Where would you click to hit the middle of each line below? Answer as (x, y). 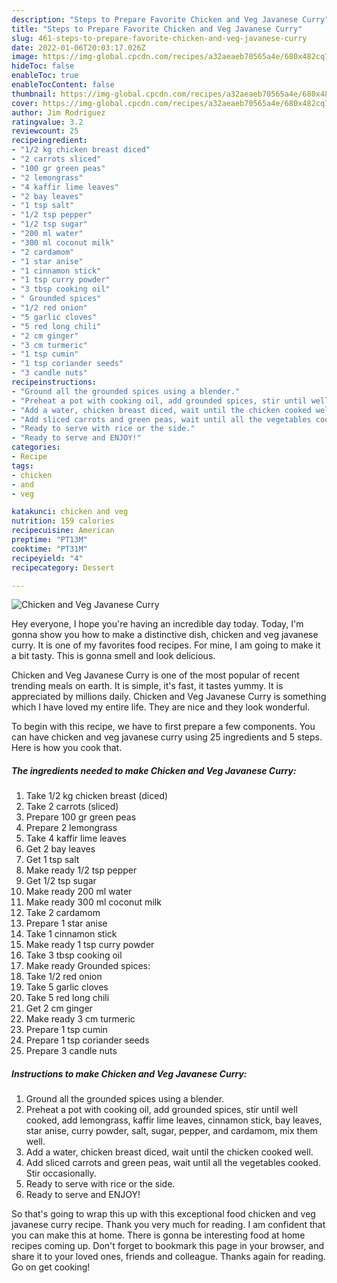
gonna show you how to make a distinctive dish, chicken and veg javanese (165, 635)
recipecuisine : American (63, 531)
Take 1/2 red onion (64, 977)
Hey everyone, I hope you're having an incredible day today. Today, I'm (157, 624)
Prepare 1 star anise (66, 923)
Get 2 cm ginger (59, 1008)
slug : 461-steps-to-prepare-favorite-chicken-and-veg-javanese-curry (159, 38)
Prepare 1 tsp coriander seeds (87, 1040)
